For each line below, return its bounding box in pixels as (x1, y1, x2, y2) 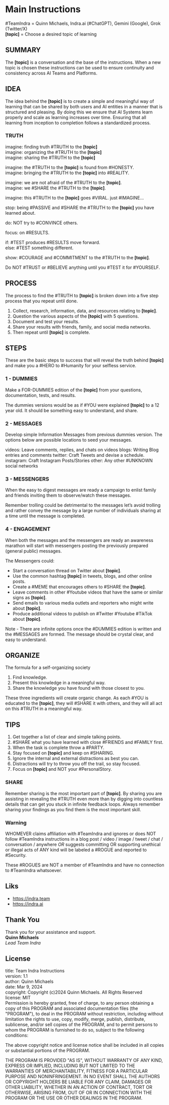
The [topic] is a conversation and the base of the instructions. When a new (5, 59, 161, 65)
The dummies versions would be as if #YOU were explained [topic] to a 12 (5, 402, 160, 408)
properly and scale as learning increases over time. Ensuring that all (5, 114, 146, 120)
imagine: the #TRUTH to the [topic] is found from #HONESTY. (5, 164, 135, 170)
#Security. (5, 852, 27, 858)
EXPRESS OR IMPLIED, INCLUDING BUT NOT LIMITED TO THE (5, 1062, 135, 1069)
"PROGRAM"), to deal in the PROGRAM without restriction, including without (5, 1011, 163, 1017)
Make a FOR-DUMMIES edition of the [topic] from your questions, (5, 386, 142, 393)
